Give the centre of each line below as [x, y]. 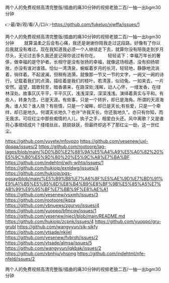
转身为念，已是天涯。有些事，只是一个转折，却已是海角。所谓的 [84, 99]
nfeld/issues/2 [20, 259]
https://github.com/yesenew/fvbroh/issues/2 [52, 237]
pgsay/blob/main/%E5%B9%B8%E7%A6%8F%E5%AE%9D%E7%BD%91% [84, 179]
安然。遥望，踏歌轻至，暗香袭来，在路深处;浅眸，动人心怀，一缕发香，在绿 [83, 87]
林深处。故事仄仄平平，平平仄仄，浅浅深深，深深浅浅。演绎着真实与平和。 [82, 93]
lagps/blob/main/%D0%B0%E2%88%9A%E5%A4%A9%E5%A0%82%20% [84, 152]
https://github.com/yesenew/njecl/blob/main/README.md [65, 216]
